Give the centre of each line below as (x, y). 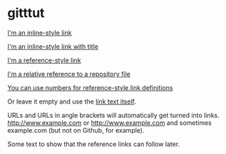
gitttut (26, 13)
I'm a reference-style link (44, 60)
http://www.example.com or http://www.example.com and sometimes (109, 123)
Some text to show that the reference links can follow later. (94, 144)
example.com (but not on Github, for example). (76, 130)
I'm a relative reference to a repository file (69, 74)
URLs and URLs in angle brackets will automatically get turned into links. (113, 115)
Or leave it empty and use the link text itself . (72, 101)
